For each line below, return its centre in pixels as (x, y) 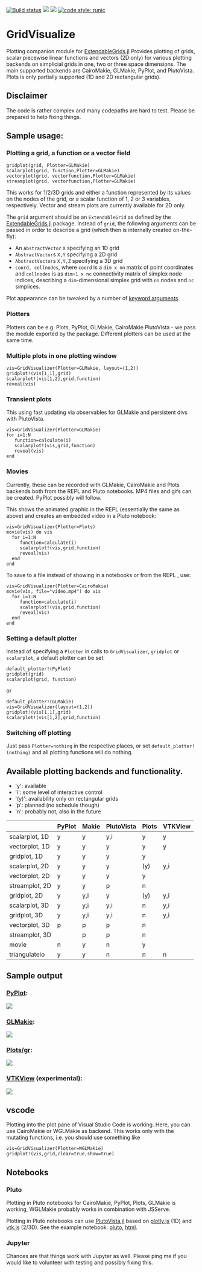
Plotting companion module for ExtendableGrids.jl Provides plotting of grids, (101, 51)
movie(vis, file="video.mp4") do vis (54, 591)
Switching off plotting (39, 732)
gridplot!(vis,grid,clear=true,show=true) (60, 1154)
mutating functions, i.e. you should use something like (73, 1138)
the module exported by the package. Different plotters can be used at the (99, 334)
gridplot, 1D (26, 856)
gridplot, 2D (26, 896)
